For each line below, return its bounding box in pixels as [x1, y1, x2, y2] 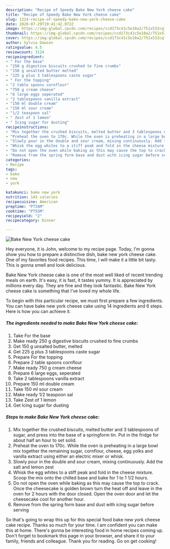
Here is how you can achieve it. [6, 309, 71, 315]
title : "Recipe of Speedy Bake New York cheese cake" [6, 12, 122, 17]
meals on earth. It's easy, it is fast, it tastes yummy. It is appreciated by [6, 277, 153, 283]
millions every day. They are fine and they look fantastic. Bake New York [6, 283, 156, 289]
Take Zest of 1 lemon [13, 397, 56, 403]
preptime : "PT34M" [6, 204, 44, 209]
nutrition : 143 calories [6, 195, 58, 200]
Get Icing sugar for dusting [13, 402, 69, 408]
